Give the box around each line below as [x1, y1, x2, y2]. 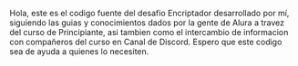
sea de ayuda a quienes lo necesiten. [9, 46, 149, 57]
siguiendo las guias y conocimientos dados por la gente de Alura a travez [9, 17, 285, 28]
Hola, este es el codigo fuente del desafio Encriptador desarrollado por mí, [9, 8, 290, 18]
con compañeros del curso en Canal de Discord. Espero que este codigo [9, 36, 283, 47]
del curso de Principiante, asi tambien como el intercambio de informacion [9, 27, 289, 37]
